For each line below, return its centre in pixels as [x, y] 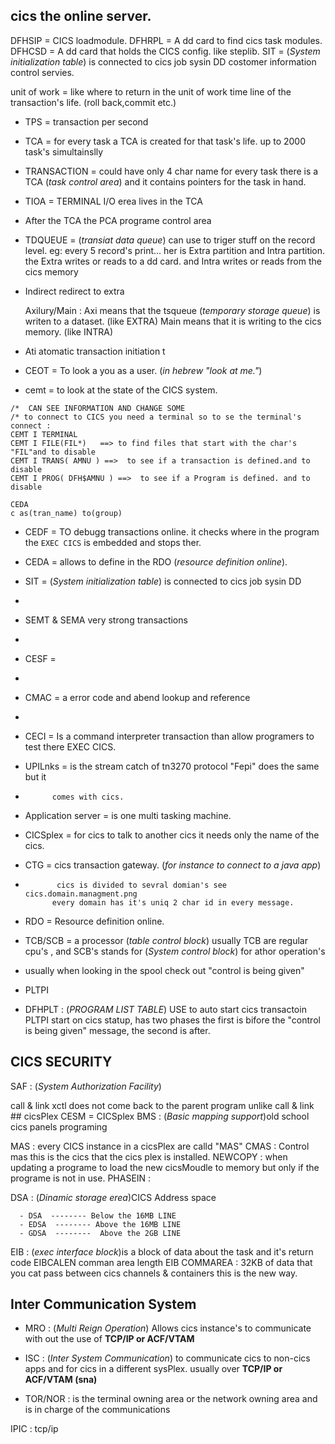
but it [35, 776]
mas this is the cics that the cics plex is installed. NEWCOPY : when [149, 1156]
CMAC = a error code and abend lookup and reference [137, 697]
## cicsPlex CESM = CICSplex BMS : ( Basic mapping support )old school [160, 1116]
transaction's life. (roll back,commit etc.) [93, 102]
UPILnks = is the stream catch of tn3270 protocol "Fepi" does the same [172, 766]
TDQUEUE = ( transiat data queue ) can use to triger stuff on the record [170, 240]
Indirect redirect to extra [74, 291]
